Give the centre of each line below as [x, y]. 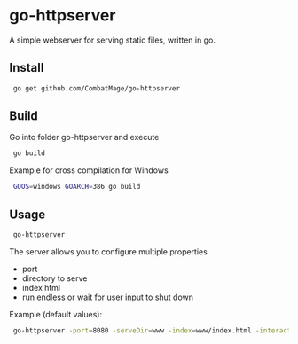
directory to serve [55, 278]
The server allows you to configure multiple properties [109, 251]
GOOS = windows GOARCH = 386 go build [77, 187]
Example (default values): [56, 314]
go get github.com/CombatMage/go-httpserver [96, 88]
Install [27, 68]
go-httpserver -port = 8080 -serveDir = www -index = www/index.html [132, 330]
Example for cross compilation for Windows [89, 170]
